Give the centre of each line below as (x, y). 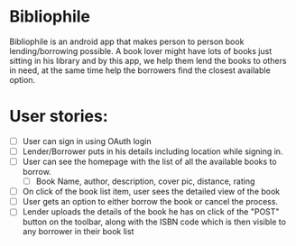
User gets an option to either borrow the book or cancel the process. (150, 202)
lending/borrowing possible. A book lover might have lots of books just (141, 50)
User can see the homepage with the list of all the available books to (149, 161)
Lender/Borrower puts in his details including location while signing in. (153, 151)
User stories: (59, 117)
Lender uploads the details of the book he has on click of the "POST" (151, 212)
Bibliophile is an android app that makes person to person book (127, 41)
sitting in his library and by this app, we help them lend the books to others (148, 60)
